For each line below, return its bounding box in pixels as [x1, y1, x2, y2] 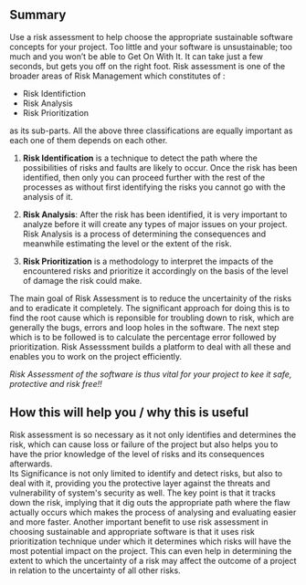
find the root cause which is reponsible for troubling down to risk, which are [9, 312, 294, 323]
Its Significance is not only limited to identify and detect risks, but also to [9, 467, 283, 478]
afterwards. [9, 458, 53, 469]
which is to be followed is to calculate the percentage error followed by [9, 331, 277, 342]
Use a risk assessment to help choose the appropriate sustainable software [9, 31, 294, 42]
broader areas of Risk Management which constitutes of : [9, 70, 226, 81]
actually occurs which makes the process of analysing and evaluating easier [9, 507, 297, 517]
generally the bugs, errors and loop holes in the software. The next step [9, 321, 280, 332]
